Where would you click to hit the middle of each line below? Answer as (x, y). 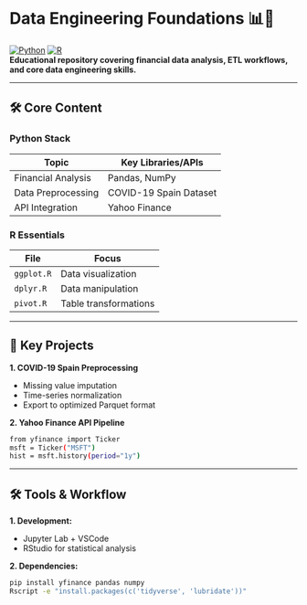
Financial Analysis (53, 177)
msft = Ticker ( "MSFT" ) (53, 448)
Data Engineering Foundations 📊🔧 (142, 19)
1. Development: (41, 521)
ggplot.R (33, 273)
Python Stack (40, 139)
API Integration (46, 207)
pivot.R (31, 303)
